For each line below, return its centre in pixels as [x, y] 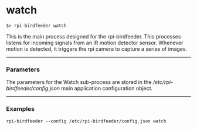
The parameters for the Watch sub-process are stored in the [79, 82]
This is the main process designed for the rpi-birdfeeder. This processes [94, 36]
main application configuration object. [107, 89]
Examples [21, 109]
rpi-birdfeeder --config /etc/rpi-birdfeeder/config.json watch [86, 121]
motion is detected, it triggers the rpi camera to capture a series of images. [97, 49]
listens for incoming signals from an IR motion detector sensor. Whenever [95, 43]
